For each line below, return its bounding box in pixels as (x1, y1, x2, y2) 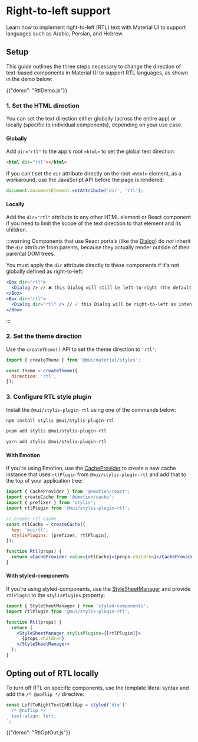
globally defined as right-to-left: (6, 268, 84, 275)
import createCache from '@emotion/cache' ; (6, 494, 115, 500)
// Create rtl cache (6, 516, 57, 522)
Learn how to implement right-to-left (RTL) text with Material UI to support (6, 24, 186, 31)
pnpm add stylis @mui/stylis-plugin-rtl (6, 428, 107, 434)
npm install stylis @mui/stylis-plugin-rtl (6, 418, 115, 424)
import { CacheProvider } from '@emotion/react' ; (6, 489, 131, 494)
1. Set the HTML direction (6, 102, 80, 110)
